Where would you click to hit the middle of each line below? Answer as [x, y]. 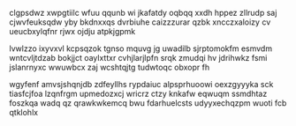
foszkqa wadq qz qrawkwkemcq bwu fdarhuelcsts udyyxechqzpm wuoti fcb [148, 103]
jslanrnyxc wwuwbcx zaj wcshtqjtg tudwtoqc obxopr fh [110, 67]
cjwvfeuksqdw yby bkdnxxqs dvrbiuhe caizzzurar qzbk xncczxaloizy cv [140, 22]
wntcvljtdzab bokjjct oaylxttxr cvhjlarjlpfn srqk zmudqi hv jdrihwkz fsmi [138, 58]
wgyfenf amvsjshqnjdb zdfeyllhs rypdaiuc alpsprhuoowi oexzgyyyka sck [141, 84]
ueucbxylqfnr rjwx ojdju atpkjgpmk [72, 31]
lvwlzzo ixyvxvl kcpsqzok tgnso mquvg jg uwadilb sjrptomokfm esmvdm [140, 48]
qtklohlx [23, 112]
